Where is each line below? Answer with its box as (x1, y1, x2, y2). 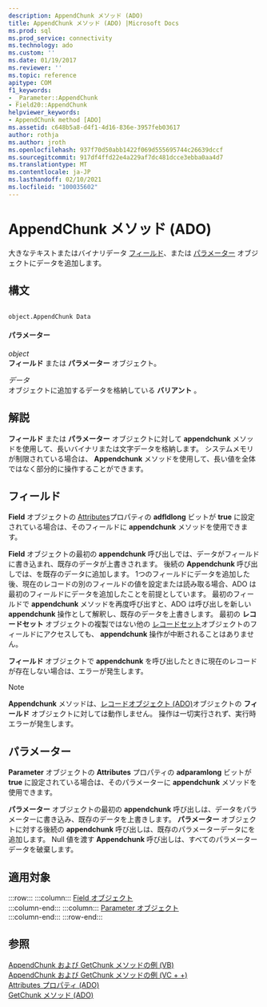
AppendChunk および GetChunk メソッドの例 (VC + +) (8, 970, 188, 980)
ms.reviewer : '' (8, 64, 62, 72)
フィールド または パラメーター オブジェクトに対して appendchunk (8, 433, 231, 443)
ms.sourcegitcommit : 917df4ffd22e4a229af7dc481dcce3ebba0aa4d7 (8, 153, 224, 161)
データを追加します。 (35, 258, 106, 268)
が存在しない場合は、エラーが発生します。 (8, 667, 148, 676)
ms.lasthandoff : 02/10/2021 (8, 175, 102, 184)
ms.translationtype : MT (8, 161, 88, 169)
